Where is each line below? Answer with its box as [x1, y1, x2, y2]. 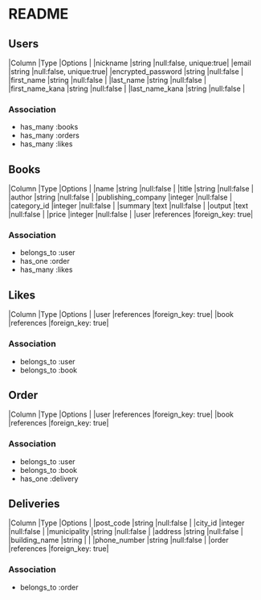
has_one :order [19, 257, 70, 266]
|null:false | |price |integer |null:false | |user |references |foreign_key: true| [8, 210, 254, 220]
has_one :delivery [19, 474, 79, 483]
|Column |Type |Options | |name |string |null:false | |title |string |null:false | [8, 184, 255, 194]
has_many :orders [19, 130, 80, 141]
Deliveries [8, 497, 60, 511]
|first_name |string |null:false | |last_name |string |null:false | [8, 76, 207, 84]
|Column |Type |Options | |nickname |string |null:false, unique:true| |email [8, 58, 251, 68]
